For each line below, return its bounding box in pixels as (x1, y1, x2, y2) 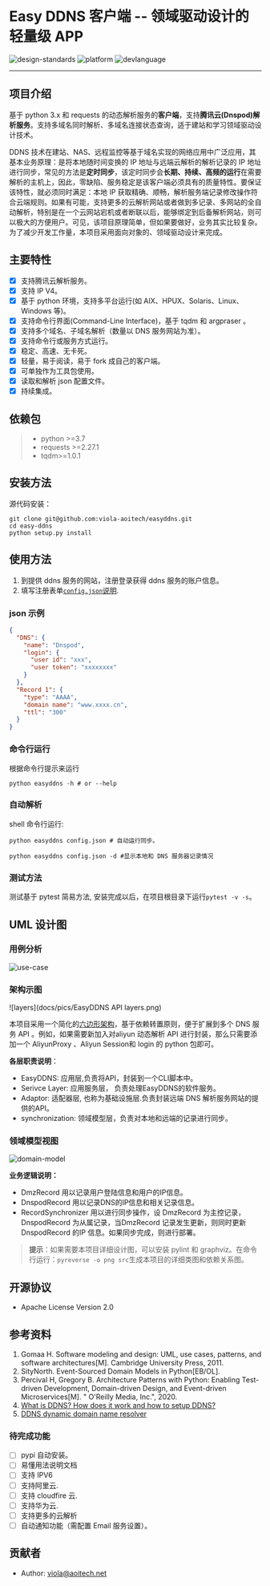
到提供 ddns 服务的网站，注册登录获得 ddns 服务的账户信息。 (20, 575, 224, 585)
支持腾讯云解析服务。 (20, 276, 91, 285)
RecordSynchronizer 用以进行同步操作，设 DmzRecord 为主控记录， (20, 1208, 246, 1217)
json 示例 (9, 607, 45, 618)
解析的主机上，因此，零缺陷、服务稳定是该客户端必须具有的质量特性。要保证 (9, 177, 262, 187)
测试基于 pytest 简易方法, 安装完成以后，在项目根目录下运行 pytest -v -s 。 (9, 892, 256, 902)
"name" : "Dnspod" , (23, 641, 85, 649)
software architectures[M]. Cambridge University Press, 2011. (20, 1358, 224, 1368)
